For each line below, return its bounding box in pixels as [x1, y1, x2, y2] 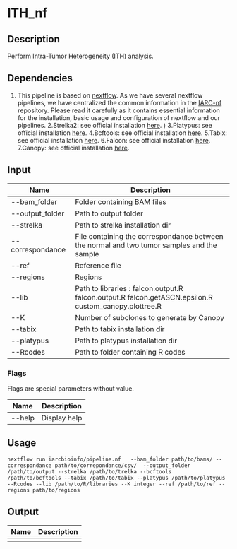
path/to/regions [32, 486, 80, 494]
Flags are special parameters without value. [7, 384, 134, 393]
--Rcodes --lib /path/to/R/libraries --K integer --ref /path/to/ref [7, 480, 217, 488]
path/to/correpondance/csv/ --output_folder [54, 461, 191, 469]
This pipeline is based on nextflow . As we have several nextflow [17, 90, 203, 100]
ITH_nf [7, 5, 48, 21]
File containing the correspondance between [75, 231, 224, 241]
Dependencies [7, 72, 73, 84]
